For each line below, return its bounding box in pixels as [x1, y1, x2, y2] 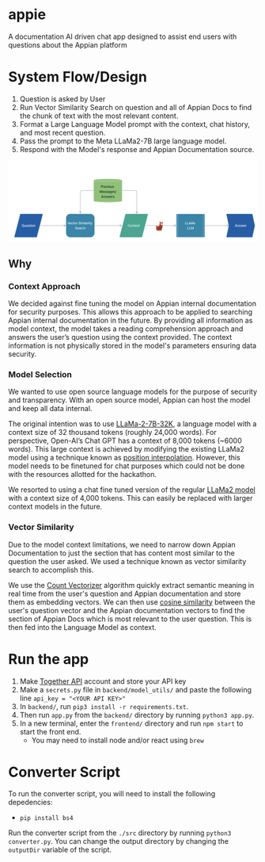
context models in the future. [8, 502, 103, 512]
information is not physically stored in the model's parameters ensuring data [8, 341, 257, 350]
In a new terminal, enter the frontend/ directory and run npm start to [19, 719, 244, 728]
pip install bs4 [19, 814, 74, 822]
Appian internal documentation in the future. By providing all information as [8, 315, 253, 325]
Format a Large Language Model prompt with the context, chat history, [19, 119, 251, 128]
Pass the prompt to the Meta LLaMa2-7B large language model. [19, 136, 227, 146]
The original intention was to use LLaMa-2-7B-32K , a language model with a [8, 419, 257, 429]
